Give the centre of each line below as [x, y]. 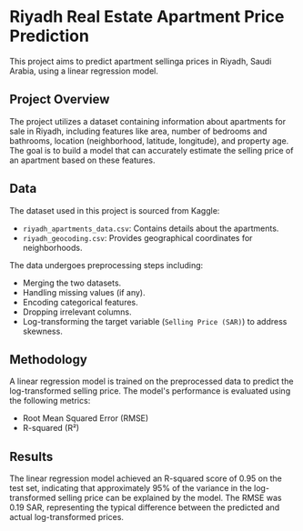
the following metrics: [50, 401]
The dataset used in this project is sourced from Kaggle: [115, 210]
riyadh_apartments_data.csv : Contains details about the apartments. [151, 228]
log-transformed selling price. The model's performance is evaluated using [150, 391]
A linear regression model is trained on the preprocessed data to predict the [151, 381]
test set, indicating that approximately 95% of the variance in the [131, 488]
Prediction [49, 36]
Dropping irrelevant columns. [77, 312]
